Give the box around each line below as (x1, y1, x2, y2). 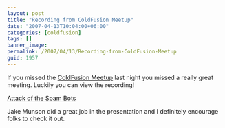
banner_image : (7, 42, 48, 49)
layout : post (7, 10, 45, 17)
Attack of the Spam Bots (7, 94, 76, 102)
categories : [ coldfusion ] (7, 29, 81, 36)
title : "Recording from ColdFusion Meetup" (7, 16, 134, 23)
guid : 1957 (7, 55, 39, 62)
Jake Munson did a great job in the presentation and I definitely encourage (7, 107, 219, 115)
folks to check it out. (7, 114, 65, 123)
